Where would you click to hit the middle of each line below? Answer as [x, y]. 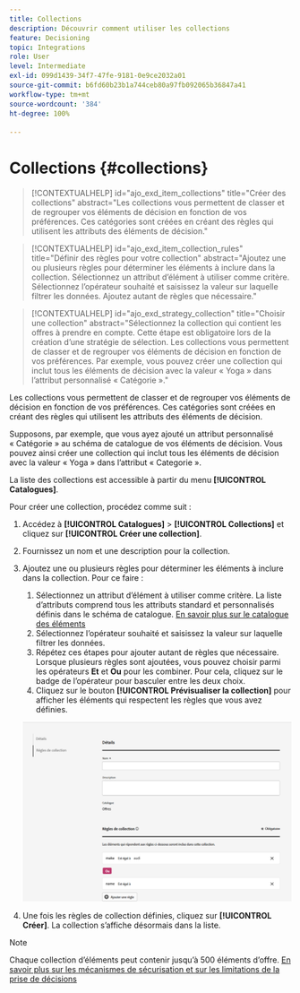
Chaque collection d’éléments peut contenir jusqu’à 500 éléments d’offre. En [150, 960]
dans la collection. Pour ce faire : [83, 578]
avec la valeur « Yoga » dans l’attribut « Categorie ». [105, 462]
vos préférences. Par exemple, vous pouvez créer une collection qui [157, 361]
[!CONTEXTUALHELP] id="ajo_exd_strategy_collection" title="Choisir [158, 314]
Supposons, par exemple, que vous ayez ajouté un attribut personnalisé [141, 434]
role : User [30, 57]
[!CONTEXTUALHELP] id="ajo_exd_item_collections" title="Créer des [159, 194]
